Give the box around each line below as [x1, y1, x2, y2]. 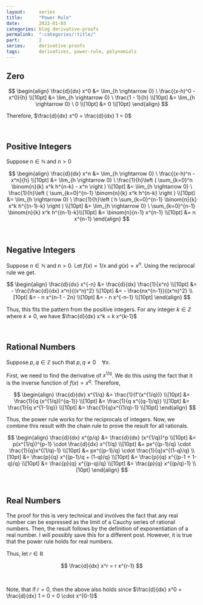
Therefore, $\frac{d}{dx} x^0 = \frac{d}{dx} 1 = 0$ [6, 112, 132, 119]
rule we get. [6, 268, 36, 276]
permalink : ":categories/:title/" [6, 32, 96, 38]
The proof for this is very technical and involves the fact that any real [6, 512, 179, 519]
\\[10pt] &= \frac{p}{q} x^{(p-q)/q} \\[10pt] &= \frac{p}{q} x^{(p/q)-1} [21, 460, 191, 467]
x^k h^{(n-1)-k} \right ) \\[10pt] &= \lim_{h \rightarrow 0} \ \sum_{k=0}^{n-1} [8, 202, 196, 210]
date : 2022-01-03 [6, 20, 67, 26]
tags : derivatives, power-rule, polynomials [6, 49, 137, 55]
